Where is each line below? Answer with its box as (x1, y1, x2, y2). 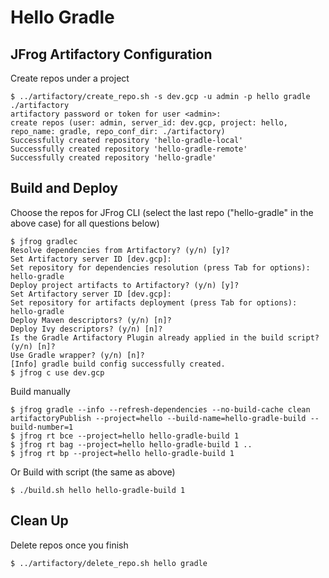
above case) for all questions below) (10, 217, 160, 229)
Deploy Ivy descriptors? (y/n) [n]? (10, 324, 163, 334)
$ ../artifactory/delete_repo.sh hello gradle (10, 558, 208, 568)
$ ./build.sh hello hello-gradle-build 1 (10, 485, 186, 495)
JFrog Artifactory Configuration (10, 46, 213, 63)
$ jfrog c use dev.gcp (10, 367, 105, 378)
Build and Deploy (10, 180, 118, 197)
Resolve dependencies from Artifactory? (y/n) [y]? (10, 245, 230, 255)
